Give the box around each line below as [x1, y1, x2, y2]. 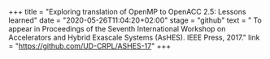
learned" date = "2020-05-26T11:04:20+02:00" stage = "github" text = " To [8, 15, 262, 25]
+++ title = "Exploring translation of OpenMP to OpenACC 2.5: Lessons [8, 7, 246, 16]
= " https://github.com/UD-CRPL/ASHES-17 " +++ [8, 41, 172, 51]
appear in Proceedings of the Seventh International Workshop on [8, 24, 226, 33]
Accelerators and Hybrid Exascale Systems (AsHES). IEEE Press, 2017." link [8, 32, 260, 42]
